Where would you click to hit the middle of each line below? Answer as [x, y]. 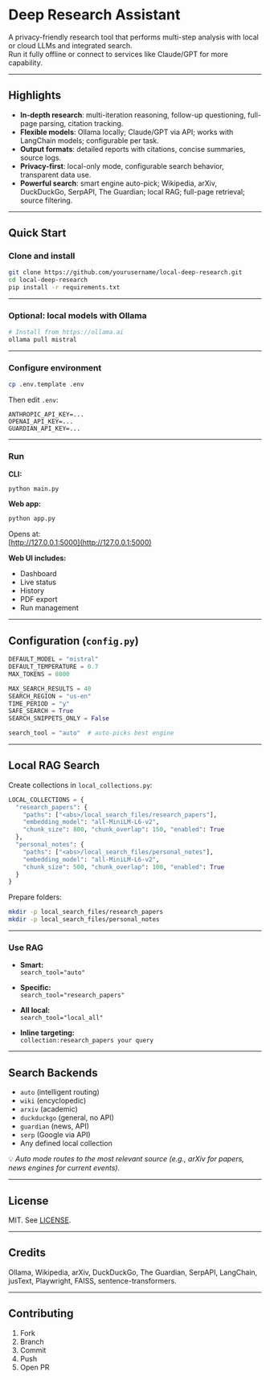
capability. [25, 63]
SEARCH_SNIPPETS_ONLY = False [59, 719]
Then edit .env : [33, 400]
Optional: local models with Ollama [78, 315]
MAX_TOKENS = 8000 [39, 674]
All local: [35, 1010]
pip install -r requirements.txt [64, 288]
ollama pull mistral [43, 340]
